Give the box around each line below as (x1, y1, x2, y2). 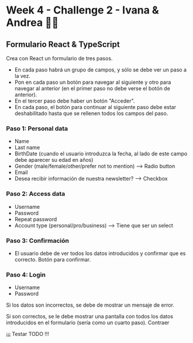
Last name (14, 144, 40, 151)
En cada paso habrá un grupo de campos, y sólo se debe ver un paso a (14, 66, 187, 73)
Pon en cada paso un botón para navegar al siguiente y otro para (14, 79, 171, 86)
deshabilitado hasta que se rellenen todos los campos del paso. (14, 110, 168, 117)
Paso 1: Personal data (6, 124, 68, 133)
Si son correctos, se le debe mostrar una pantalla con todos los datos (6, 313, 174, 320)
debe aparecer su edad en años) (14, 157, 94, 164)
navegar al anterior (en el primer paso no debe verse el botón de (14, 85, 171, 91)
